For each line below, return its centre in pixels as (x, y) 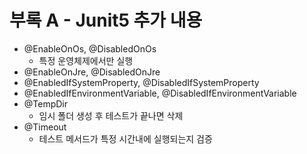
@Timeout (45, 127)
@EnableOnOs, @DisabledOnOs (90, 48)
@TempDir (46, 103)
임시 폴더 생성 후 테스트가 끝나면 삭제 (111, 115)
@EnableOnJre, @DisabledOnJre (92, 72)
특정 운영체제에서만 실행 (86, 60)
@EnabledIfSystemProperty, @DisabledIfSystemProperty (141, 82)
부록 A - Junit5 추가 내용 (106, 20)
